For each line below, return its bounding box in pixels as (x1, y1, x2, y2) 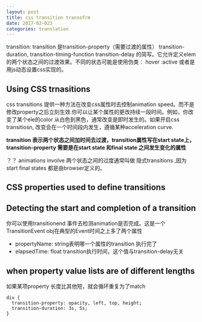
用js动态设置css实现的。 (6, 66, 67, 73)
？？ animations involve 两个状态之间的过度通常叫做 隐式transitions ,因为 (6, 157, 187, 164)
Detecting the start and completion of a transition (6, 203, 197, 213)
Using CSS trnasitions (6, 84, 91, 94)
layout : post (6, 8, 39, 15)
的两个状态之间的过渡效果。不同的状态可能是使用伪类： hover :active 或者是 (6, 58, 195, 65)
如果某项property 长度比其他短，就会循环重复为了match (6, 283, 146, 290)
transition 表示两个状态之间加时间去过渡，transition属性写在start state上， (6, 136, 195, 144)
